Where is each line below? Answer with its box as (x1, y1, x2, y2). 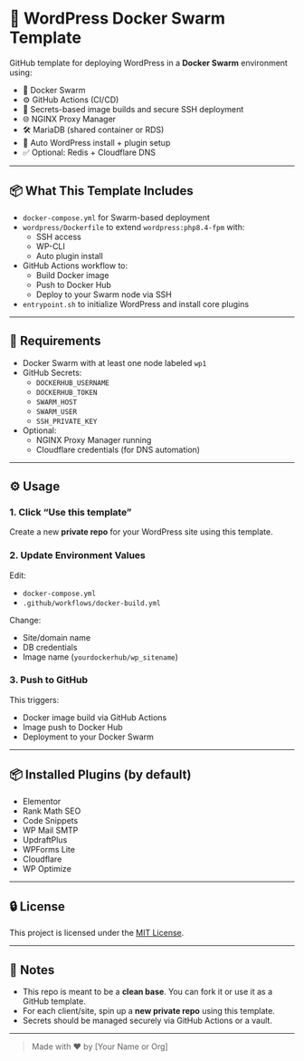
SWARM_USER (35, 407, 78, 416)
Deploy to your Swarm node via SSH (35, 289, 172, 300)
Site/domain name (22, 632, 91, 642)
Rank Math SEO (22, 805, 81, 816)
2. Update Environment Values (9, 549, 147, 562)
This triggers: (9, 694, 60, 705)
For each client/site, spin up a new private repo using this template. (22, 1006, 276, 1017)
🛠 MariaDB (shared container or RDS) (22, 124, 165, 135)
